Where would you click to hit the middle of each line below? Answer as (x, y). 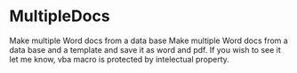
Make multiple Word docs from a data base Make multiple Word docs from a (149, 40)
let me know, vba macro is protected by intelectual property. (119, 59)
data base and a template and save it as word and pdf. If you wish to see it (145, 49)
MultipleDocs (60, 16)
